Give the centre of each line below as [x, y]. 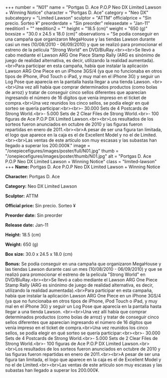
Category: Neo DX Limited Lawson [41, 186]
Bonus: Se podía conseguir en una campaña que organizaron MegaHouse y [83, 264]
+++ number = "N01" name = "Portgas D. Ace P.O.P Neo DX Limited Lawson [83, 7]
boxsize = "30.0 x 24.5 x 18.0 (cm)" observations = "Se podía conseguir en [82, 34]
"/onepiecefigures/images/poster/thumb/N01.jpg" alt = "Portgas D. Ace [78, 156]
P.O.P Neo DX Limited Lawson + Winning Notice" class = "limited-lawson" [81, 161]
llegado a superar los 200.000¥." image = [48, 145]
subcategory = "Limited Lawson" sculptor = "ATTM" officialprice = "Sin [78, 18]
